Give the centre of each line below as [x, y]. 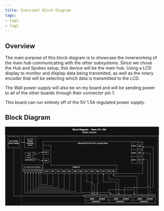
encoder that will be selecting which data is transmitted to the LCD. [72, 78]
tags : [10, 15]
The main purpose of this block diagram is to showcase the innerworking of [81, 58]
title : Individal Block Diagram [38, 10]
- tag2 [12, 26]
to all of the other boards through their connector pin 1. [60, 93]
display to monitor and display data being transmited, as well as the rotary [79, 73]
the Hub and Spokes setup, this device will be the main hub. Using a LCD [78, 68]
